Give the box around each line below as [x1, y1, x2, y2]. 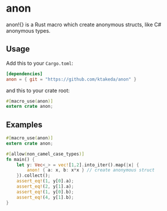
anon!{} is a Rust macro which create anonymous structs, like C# [6, 21, 162, 28]
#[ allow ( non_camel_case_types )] [6, 151, 84, 157]
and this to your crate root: [6, 87, 70, 94]
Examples [6, 119, 42, 129]
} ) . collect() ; [16, 173, 51, 179]
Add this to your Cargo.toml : [6, 59, 74, 66]
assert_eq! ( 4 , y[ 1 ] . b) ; [16, 194, 74, 200]
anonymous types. [6, 27, 51, 34]
